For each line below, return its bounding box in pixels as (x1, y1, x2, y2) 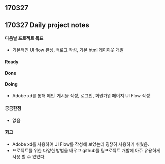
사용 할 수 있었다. (12, 153, 46, 160)
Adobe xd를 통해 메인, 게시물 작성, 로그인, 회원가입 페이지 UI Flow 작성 (12, 93, 150, 99)
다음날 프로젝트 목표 (5, 35, 44, 41)
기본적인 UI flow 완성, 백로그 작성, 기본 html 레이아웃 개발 (12, 47, 124, 53)
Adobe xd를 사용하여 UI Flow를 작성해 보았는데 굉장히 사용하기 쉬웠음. (12, 141, 150, 147)
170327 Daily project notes (5, 21, 89, 29)
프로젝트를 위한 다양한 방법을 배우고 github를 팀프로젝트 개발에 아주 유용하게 (12, 147, 161, 153)
